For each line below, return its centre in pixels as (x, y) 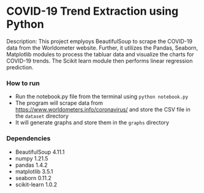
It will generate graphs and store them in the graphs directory (92, 123)
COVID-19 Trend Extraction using (93, 11)
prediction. (20, 67)
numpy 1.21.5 (32, 158)
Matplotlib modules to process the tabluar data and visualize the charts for (100, 54)
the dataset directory (42, 116)
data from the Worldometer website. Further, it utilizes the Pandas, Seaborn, (102, 48)
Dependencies (28, 138)
